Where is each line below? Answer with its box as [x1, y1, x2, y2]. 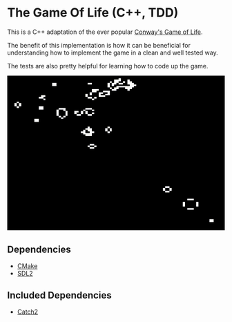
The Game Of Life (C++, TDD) [7, 5, 179, 21]
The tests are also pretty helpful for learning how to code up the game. [7, 61, 209, 70]
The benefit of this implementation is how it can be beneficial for [7, 41, 191, 49]
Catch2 [17, 307, 39, 316]
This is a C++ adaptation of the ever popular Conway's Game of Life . [7, 28, 203, 36]
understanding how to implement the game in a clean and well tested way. [7, 48, 219, 57]
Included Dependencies [7, 289, 112, 301]
